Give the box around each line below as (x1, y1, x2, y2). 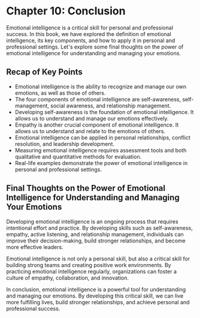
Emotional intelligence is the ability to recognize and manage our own (14, 83, 187, 90)
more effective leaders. (6, 243, 64, 250)
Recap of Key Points (6, 67, 83, 77)
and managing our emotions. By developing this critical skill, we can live (6, 292, 184, 299)
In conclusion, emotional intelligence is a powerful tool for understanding (6, 286, 186, 293)
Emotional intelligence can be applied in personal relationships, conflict (14, 134, 190, 141)
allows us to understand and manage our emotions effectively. (14, 115, 169, 122)
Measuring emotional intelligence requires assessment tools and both (14, 146, 187, 154)
